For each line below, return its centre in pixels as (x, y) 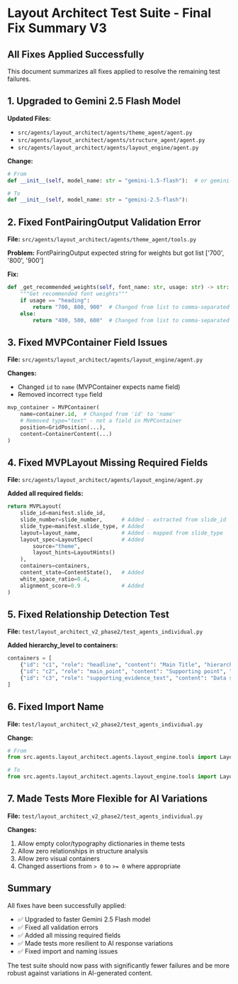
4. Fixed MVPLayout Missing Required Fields (108, 463)
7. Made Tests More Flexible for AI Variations (107, 799)
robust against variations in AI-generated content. (80, 973)
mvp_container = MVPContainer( (53, 408)
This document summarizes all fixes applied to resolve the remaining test (114, 71)
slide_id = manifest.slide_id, (63, 513)
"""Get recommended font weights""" (74, 294)
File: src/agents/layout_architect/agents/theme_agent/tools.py (102, 239)
